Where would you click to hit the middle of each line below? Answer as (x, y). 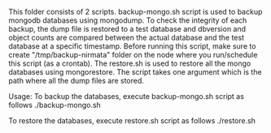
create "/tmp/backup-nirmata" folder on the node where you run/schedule (133, 55)
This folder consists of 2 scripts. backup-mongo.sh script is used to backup (135, 12)
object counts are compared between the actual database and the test (126, 37)
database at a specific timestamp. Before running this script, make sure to (132, 46)
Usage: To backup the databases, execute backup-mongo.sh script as (126, 96)
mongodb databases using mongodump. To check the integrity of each (128, 20)
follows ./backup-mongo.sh (55, 105)
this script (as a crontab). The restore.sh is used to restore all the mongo (130, 63)
